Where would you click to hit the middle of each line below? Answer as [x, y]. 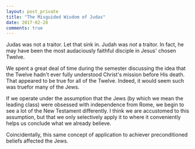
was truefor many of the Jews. [43, 87]
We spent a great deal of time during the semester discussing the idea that [96, 69]
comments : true [25, 28]
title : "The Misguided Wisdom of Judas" [56, 17]
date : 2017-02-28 [27, 22]
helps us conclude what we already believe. [59, 123]
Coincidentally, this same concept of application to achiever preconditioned [97, 135]
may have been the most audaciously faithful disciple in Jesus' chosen [91, 51]
